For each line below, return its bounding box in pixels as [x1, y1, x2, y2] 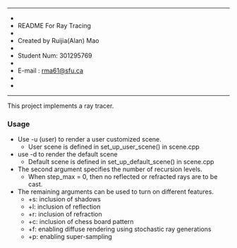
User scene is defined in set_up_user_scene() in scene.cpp [28, 142, 200, 151]
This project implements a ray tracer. [7, 101, 114, 110]
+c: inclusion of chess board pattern [28, 218, 134, 226]
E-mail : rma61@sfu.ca [17, 66, 83, 75]
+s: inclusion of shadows [28, 195, 101, 204]
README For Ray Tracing [17, 22, 92, 30]
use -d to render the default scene [17, 150, 118, 159]
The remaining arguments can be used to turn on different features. [17, 187, 214, 196]
